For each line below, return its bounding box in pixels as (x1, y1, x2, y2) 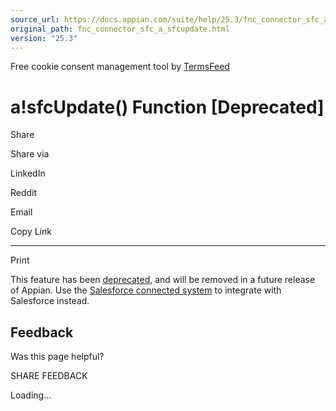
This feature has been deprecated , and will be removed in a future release (10, 274, 316, 286)
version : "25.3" (10, 33, 78, 43)
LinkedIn (10, 167, 46, 180)
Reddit (10, 187, 38, 199)
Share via (10, 148, 50, 160)
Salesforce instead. (10, 295, 90, 307)
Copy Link (10, 226, 52, 238)
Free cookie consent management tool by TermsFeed (10, 61, 230, 73)
